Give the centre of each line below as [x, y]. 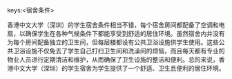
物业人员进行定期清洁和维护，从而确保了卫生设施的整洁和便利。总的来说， [113, 60]
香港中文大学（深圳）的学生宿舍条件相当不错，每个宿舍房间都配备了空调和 [113, 25]
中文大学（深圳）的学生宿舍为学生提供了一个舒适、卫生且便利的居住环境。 [119, 68]
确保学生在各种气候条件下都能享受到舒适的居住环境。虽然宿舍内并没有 [125, 34]
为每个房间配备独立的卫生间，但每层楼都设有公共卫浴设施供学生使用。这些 [113, 42]
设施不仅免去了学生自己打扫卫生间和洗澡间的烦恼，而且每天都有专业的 [125, 51]
